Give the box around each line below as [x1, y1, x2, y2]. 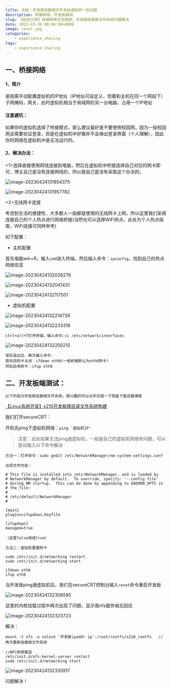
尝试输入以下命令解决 [17, 442, 63, 448]
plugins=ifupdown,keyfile [5, 512, 60, 518]
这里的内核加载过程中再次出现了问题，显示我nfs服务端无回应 [5, 603, 133, 609]
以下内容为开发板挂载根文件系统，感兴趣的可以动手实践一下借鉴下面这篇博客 [5, 393, 142, 399]
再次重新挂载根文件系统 [5, 640, 47, 645]
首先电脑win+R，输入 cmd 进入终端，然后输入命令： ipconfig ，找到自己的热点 [5, 255, 165, 261]
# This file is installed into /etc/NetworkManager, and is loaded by [5, 472, 159, 477]
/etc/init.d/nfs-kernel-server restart [5, 654, 90, 659]
